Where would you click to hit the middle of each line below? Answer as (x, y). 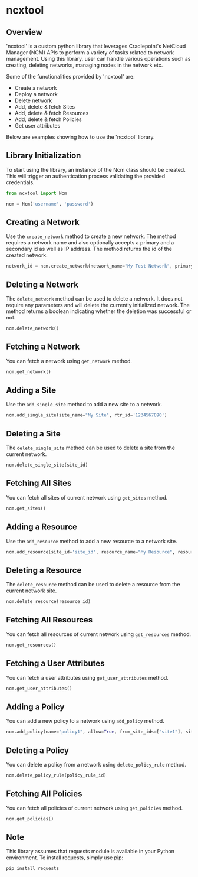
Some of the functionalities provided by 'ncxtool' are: (70, 76)
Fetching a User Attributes (55, 664)
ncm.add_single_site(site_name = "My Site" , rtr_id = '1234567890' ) (87, 415)
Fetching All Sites (39, 483)
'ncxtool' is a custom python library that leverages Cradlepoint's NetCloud (96, 46)
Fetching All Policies (44, 794)
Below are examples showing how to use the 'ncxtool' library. (80, 137)
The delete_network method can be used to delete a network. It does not (94, 299)
